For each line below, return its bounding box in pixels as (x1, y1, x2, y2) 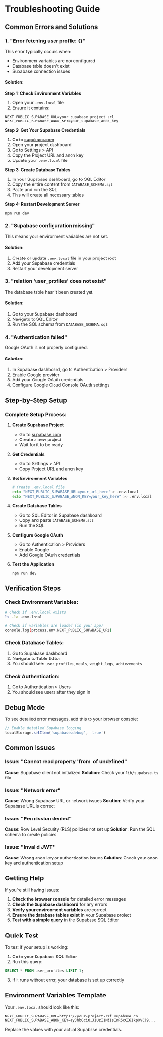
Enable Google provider (12, 372, 60, 378)
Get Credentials (12, 451, 45, 457)
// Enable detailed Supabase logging (5, 726, 82, 731)
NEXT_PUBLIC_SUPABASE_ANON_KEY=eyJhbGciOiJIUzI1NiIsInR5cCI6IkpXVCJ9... (5, 1018, 156, 1023)
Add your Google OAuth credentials (12, 377, 84, 383)
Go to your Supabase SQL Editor (12, 954, 77, 959)
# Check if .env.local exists (5, 610, 67, 615)
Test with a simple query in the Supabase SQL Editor (12, 917, 119, 923)
